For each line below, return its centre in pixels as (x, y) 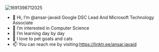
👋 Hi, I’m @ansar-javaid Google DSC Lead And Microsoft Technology (83, 17)
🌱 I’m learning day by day (38, 33)
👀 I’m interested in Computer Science (51, 28)
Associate (23, 23)
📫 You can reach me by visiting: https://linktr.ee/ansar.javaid (74, 44)
